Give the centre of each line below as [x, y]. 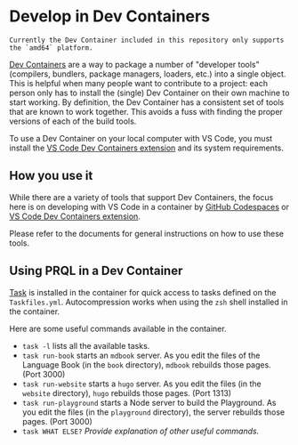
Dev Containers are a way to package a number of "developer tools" [134, 64]
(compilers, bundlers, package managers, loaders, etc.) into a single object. [148, 74]
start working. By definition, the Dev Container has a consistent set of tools [147, 102]
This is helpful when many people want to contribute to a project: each [139, 83]
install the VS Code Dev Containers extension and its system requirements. [147, 148]
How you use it [51, 176]
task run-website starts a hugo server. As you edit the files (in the [141, 384]
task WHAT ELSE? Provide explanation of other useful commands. [141, 431]
